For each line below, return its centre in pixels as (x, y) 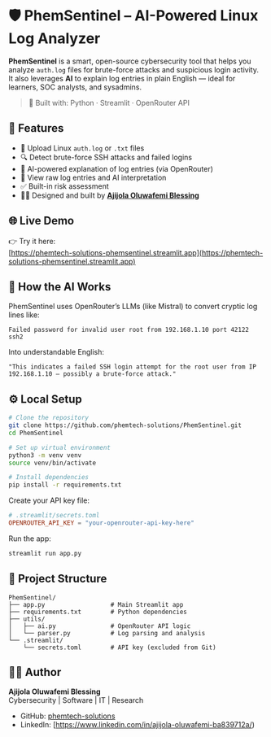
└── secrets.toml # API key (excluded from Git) (120, 648)
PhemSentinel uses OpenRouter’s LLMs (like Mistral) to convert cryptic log (133, 307)
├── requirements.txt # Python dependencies (98, 612)
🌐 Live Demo (42, 221)
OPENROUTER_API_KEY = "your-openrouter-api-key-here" (102, 523)
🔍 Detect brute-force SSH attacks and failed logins (106, 157)
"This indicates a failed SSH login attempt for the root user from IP (132, 367)
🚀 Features (36, 128)
